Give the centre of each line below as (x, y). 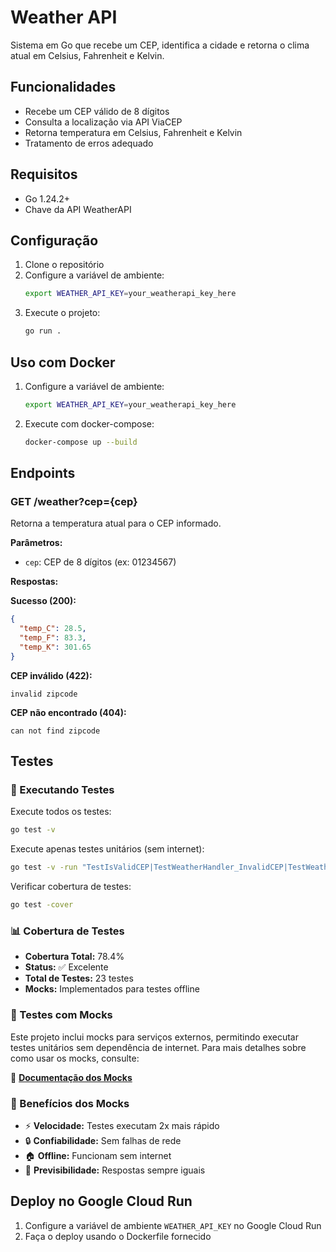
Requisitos (44, 174)
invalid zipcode (44, 694)
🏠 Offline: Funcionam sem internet (98, 1155)
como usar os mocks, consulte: (75, 1058)
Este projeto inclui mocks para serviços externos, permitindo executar (154, 1037)
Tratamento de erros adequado (89, 143)
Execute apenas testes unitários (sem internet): (107, 849)
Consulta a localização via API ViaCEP (103, 122)
